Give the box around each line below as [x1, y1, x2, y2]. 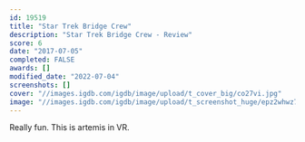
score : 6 [9, 38, 43, 48]
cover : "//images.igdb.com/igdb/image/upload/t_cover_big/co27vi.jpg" [9, 89, 282, 98]
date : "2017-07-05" [9, 47, 84, 56]
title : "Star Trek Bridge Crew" [9, 22, 132, 31]
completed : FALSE [9, 55, 75, 64]
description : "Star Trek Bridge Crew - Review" [9, 30, 193, 39]
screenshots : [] [9, 80, 71, 90]
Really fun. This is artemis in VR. [9, 122, 130, 133]
